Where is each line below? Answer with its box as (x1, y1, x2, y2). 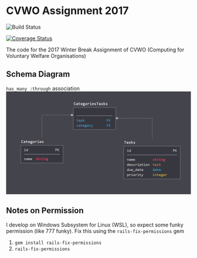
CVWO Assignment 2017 (6, 4, 129, 18)
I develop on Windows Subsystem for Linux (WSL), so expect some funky (6, 221, 184, 228)
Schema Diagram (6, 69, 70, 80)
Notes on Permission (6, 206, 84, 216)
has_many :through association (6, 85, 80, 92)
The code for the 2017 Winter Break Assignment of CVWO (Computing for (6, 46, 185, 53)
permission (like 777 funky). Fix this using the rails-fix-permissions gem (6, 227, 185, 235)
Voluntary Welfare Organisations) (6, 52, 86, 59)
